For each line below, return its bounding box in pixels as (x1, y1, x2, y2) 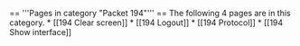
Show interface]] (9, 27, 72, 37)
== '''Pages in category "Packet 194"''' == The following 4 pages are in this (9, 8, 291, 18)
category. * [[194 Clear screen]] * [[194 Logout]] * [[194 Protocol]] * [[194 (9, 17, 284, 28)
